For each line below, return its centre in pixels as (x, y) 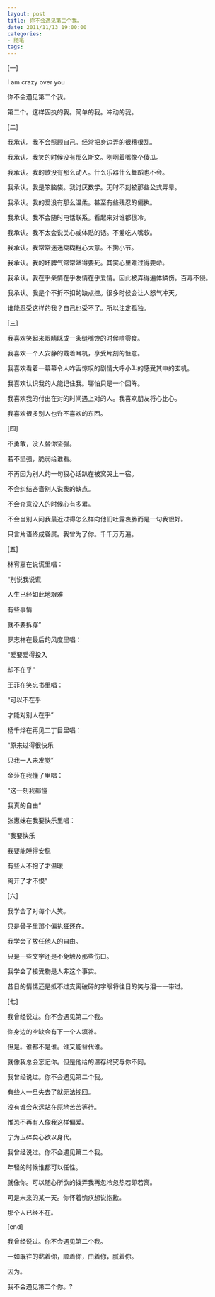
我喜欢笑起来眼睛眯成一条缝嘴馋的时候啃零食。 (75, 338)
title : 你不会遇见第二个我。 (45, 21)
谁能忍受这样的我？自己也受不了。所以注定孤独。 (79, 308)
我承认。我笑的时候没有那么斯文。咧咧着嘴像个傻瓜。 (85, 157)
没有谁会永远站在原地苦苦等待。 (54, 1107)
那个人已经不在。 (32, 1213)
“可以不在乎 (24, 700)
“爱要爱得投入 (28, 655)
